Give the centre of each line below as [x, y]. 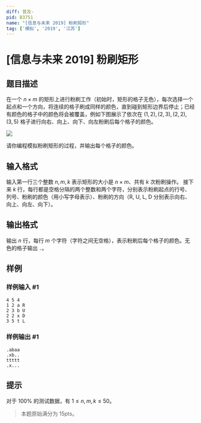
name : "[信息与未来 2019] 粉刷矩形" [48, 23]
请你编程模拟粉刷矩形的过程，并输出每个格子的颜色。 [72, 146]
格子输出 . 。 [32, 248]
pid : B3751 [20, 17]
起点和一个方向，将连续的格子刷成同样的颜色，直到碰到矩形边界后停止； [95, 107]
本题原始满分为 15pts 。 [49, 413]
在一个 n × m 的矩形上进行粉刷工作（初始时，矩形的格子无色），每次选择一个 [100, 99]
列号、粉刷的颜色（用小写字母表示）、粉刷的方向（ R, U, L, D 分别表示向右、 [98, 197]
